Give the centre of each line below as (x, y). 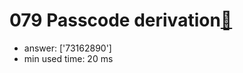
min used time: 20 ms (68, 58)
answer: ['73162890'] (67, 48)
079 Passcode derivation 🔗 (121, 20)
